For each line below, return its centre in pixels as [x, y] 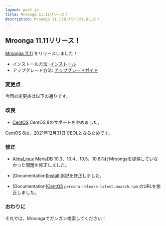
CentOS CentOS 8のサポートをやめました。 [57, 122]
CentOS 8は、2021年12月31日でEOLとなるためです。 [59, 133]
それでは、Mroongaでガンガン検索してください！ [56, 219]
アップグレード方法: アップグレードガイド [55, 70]
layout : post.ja [22, 10]
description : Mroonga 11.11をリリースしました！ [53, 19]
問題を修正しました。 [48, 165]
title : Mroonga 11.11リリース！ [37, 14]
